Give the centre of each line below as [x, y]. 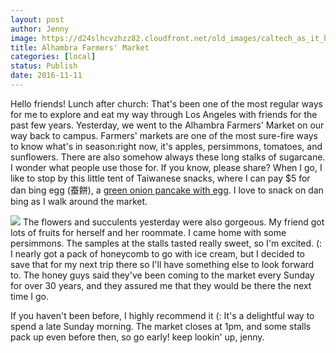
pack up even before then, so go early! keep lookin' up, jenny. [137, 337]
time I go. [30, 296]
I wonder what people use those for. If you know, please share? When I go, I [166, 167]
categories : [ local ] [53, 57]
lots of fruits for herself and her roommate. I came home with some [148, 232]
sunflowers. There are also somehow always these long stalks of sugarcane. [168, 157]
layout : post [37, 19]
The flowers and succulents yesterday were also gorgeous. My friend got [173, 222]
